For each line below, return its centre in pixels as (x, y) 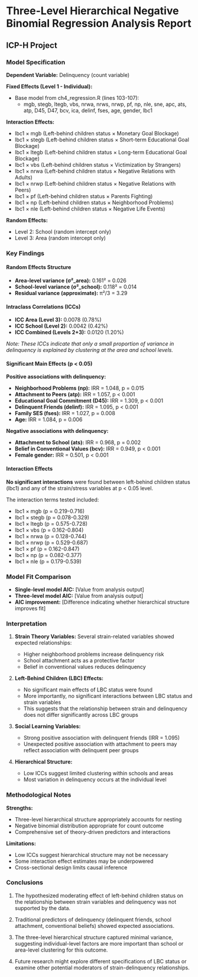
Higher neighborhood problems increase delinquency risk (94, 654)
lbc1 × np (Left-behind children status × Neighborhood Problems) (94, 202)
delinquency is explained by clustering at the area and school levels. (90, 350)
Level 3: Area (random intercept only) (60, 238)
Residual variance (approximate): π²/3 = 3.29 (71, 293)
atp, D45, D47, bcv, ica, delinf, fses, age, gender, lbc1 (88, 110)
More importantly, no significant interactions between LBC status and (108, 696)
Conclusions (25, 882)
